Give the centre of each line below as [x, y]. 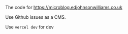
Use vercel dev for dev [30, 27]
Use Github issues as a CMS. [36, 17]
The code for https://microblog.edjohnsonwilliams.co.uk [64, 7]
